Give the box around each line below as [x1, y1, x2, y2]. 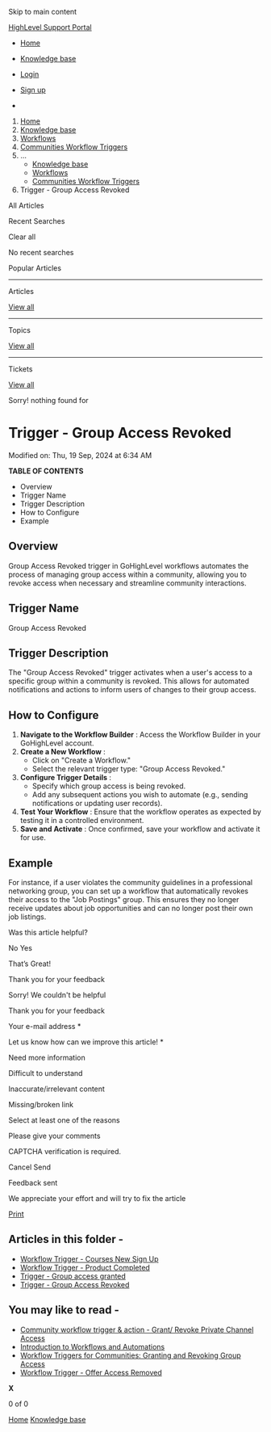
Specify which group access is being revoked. [31, 781, 186, 791]
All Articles [8, 201, 44, 210]
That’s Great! [8, 959, 51, 968]
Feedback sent [8, 1178, 58, 1187]
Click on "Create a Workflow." [31, 755, 131, 766]
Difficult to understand [8, 1069, 83, 1077]
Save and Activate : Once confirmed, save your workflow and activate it [19, 824, 261, 834]
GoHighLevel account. [19, 738, 94, 748]
